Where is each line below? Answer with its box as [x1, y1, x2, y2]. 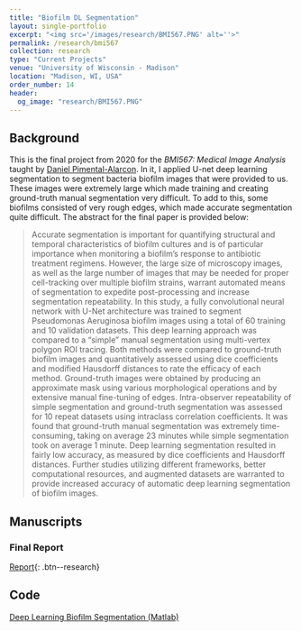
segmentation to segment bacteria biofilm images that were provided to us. [9, 173, 288, 185]
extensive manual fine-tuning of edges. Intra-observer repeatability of [31, 392, 292, 403]
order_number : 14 [9, 80, 75, 89]
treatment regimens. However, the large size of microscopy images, [31, 258, 283, 269]
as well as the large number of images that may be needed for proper [31, 268, 289, 279]
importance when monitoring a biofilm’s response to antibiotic [31, 249, 261, 260]
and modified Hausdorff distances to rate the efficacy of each [31, 363, 261, 374]
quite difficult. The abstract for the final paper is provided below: [9, 212, 250, 223]
